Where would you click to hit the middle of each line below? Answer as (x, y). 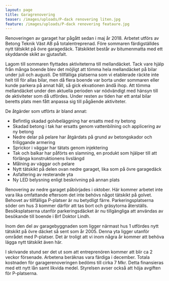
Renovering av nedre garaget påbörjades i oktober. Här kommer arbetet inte (84, 190)
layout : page (19, 10)
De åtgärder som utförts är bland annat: (46, 111)
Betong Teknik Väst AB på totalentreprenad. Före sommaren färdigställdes (82, 44)
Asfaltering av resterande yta (43, 175)
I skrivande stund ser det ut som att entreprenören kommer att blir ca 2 (79, 252)
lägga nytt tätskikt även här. (34, 242)
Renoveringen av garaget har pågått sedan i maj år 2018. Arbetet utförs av (82, 38)
